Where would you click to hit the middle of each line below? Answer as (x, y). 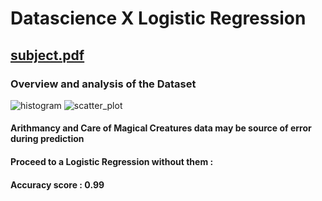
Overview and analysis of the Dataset (103, 84)
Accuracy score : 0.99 (57, 184)
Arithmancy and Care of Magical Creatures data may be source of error (161, 128)
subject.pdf (47, 55)
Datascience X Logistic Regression (158, 18)
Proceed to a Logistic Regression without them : (112, 162)
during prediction (47, 139)
